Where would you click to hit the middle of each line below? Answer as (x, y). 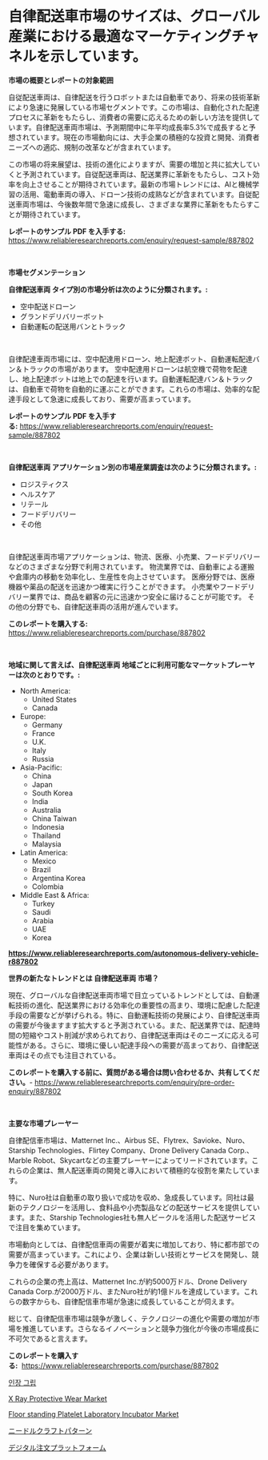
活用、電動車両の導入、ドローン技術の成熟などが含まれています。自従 (137, 194)
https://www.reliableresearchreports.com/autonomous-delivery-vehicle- (134, 953)
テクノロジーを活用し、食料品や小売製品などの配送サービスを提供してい (141, 1207)
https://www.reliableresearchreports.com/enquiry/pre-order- (135, 1082)
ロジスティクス (44, 484)
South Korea (52, 793)
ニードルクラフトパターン (50, 1430)
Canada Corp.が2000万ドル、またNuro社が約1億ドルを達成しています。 (126, 1291)
